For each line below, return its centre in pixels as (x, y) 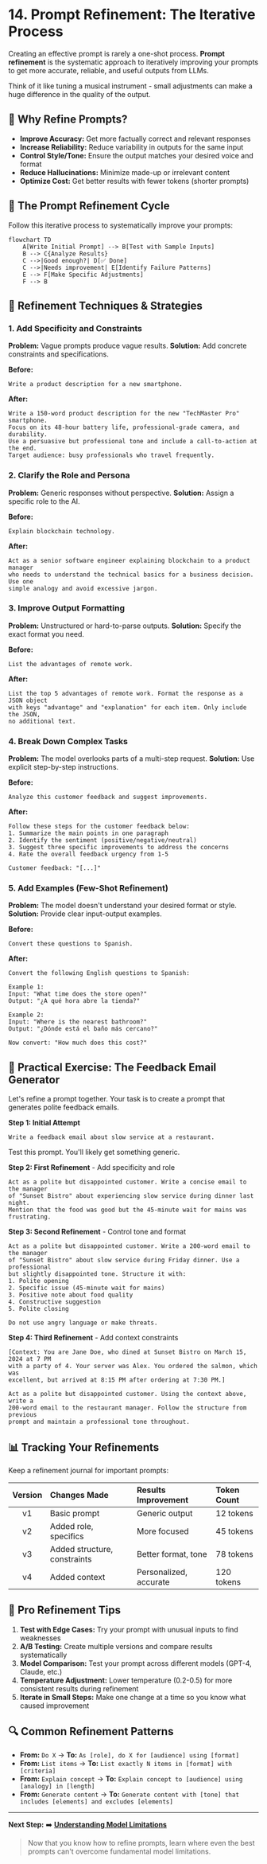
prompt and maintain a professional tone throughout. (99, 1422)
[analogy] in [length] (57, 1786)
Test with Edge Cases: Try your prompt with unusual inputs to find (129, 1629)
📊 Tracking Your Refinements (84, 1447)
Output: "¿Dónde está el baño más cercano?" (83, 1029)
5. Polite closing (39, 1309)
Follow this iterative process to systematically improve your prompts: (120, 225)
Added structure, (82, 1550)
